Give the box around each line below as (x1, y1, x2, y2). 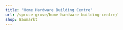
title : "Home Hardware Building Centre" (5, 7, 93, 13)
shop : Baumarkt (5, 17, 38, 22)
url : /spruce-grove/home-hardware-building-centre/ (5, 12, 118, 17)
